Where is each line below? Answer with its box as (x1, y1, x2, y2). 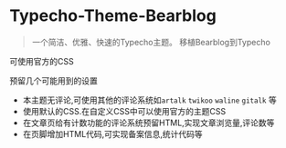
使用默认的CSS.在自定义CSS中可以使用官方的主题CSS (22, 105, 227, 116)
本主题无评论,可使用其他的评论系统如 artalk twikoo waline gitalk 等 (22, 94, 277, 105)
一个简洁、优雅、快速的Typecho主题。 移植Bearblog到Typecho (31, 36, 271, 47)
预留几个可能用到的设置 (9, 74, 98, 86)
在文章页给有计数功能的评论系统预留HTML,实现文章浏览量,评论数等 (22, 117, 275, 128)
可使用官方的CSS (9, 55, 75, 66)
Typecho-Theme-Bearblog (9, 5, 217, 26)
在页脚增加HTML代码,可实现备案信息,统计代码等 (22, 128, 203, 139)
